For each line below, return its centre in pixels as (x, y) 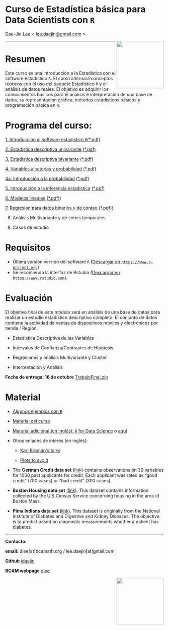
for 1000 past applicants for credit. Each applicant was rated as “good (85, 475)
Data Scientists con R (50, 20)
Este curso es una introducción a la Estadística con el (60, 73)
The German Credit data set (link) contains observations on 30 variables (88, 470)
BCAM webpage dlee (28, 571)
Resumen (25, 59)
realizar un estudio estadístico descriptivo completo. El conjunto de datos (81, 317)
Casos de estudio (31, 227)
